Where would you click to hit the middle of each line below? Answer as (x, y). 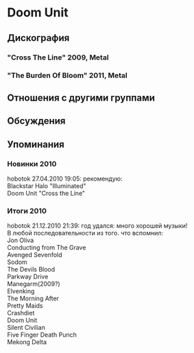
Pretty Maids (25, 306)
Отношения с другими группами (81, 97)
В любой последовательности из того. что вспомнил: (85, 233)
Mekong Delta (27, 342)
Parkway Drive (28, 277)
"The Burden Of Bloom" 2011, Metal (68, 75)
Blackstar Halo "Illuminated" (47, 185)
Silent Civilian (26, 328)
